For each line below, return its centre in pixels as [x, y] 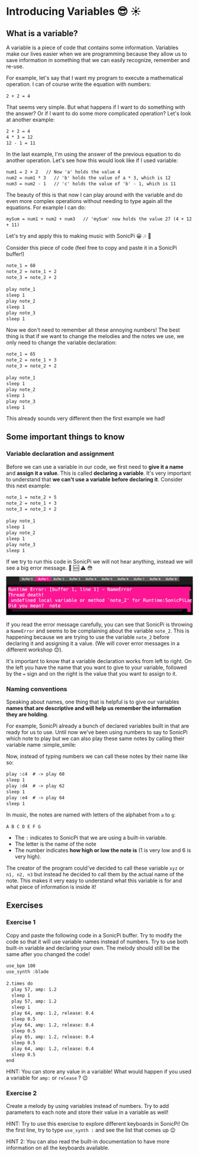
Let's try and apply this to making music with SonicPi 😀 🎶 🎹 [79, 236]
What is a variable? [42, 33]
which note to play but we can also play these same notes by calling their [95, 738]
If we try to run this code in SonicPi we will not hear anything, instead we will [100, 561]
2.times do [20, 984]
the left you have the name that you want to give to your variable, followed [97, 667]
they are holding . [28, 714]
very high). [28, 856]
